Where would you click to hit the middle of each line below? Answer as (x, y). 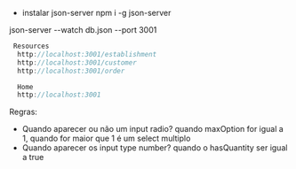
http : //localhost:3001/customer (77, 62)
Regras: (24, 112)
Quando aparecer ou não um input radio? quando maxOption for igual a (153, 129)
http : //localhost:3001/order (71, 71)
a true (33, 157)
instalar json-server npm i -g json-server (96, 13)
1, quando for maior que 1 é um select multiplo (106, 138)
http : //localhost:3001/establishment (87, 54)
